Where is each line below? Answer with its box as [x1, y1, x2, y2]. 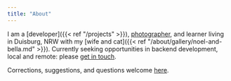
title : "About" [7, 10, 52, 18]
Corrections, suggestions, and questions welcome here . [7, 66, 169, 74]
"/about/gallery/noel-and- [147, 37, 223, 46]
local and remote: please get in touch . [7, 52, 117, 61]
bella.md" [7, 44, 35, 53]
